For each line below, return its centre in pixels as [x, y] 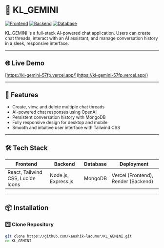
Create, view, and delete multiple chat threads [58, 106]
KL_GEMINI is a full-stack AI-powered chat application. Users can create [78, 33]
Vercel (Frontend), [133, 175]
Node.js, [59, 175]
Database [95, 164]
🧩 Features [22, 95]
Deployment [134, 164]
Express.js [61, 182]
